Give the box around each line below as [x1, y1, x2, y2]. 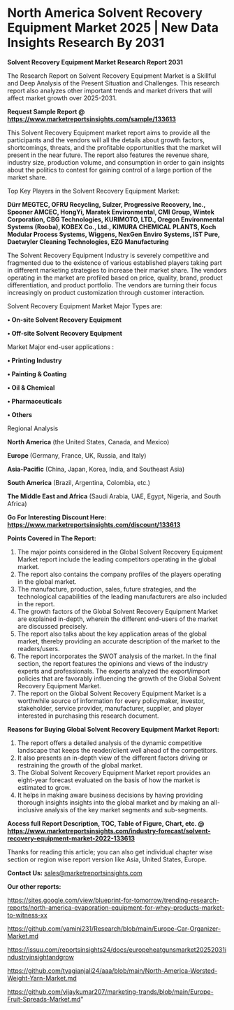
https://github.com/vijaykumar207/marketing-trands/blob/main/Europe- [7, 987, 214, 996]
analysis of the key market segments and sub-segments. [44, 805, 208, 814]
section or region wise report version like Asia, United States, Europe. [7, 855, 207, 864]
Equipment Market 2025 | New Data [7, 20, 219, 36]
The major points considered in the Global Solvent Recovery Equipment [17, 547, 224, 556]
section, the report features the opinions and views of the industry [17, 659, 208, 667]
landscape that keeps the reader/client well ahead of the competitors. [17, 746, 218, 754]
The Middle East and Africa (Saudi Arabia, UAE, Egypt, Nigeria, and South [7, 492, 221, 500]
